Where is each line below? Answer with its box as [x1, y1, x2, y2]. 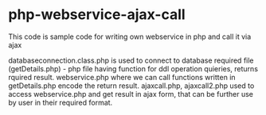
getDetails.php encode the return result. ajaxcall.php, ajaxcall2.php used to [8, 81, 255, 90]
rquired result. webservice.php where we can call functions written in [8, 72, 237, 82]
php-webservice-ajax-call [8, 6, 186, 24]
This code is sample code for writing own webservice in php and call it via [8, 32, 252, 41]
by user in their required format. [8, 98, 113, 107]
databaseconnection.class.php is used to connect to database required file [8, 56, 254, 65]
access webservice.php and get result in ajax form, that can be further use [8, 89, 253, 98]
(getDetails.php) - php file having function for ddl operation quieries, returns [8, 63, 259, 73]
